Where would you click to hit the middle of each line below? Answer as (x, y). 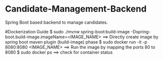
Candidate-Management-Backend (76, 9)
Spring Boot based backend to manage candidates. (56, 22)
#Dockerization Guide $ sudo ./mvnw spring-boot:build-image (67, 31)
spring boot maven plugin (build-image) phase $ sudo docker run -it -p (76, 42)
